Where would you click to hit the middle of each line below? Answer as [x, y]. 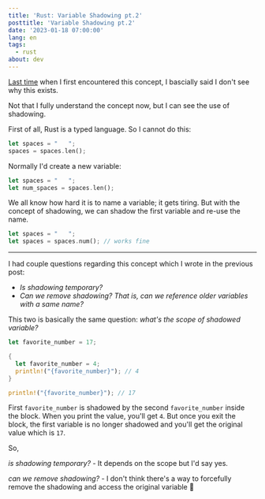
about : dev [26, 60]
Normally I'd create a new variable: [65, 166]
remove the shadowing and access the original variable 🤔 [101, 487]
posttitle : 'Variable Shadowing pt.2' [72, 23]
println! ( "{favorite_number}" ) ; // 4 [77, 371]
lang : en [22, 37]
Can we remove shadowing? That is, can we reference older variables [134, 296]
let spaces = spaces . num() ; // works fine [79, 241]
